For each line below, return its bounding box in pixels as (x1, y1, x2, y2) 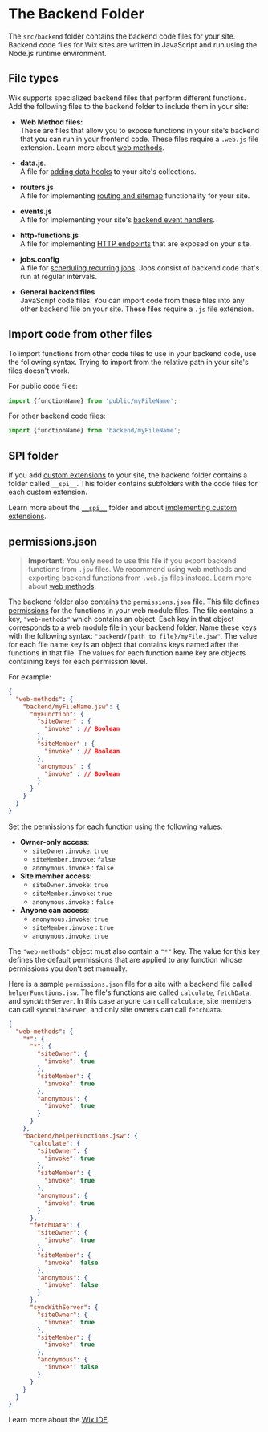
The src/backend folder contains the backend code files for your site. (8, 31, 236, 41)
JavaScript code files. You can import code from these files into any (19, 295, 245, 305)
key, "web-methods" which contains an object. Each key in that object (8, 614, 234, 623)
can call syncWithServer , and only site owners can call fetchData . (8, 1004, 223, 1014)
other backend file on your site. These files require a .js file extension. (19, 304, 254, 314)
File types (8, 71, 59, 85)
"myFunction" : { (29, 710, 84, 718)
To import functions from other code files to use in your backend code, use (8, 348, 257, 358)
